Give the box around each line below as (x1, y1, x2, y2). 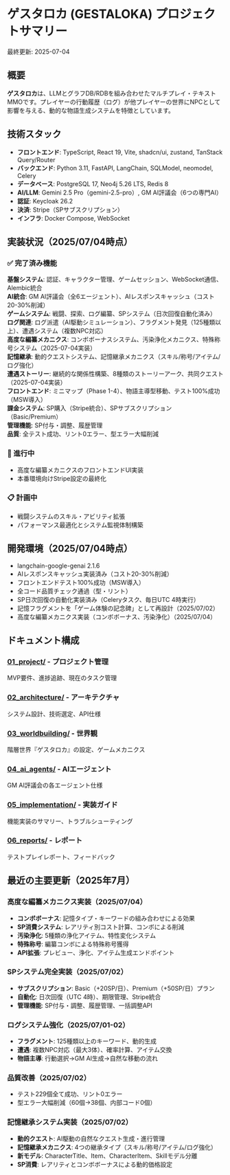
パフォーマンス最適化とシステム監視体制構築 (16, 520, 144, 529)
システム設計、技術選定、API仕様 (7, 709, 101, 718)
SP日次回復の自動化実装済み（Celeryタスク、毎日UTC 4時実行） (16, 595, 200, 603)
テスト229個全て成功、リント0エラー (16, 1090, 123, 1098)
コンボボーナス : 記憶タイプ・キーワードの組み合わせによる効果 (16, 914, 196, 922)
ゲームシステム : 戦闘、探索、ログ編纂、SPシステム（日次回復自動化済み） (7, 310, 216, 318)
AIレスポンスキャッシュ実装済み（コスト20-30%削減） (16, 570, 173, 578)
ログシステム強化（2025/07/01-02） (7, 1020, 130, 1029)
